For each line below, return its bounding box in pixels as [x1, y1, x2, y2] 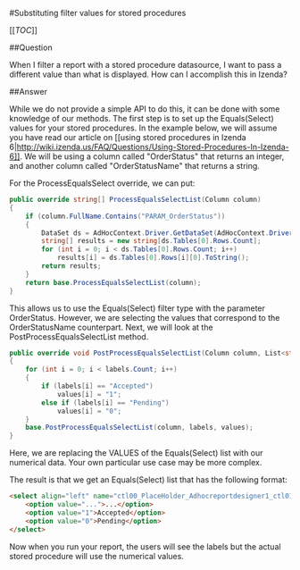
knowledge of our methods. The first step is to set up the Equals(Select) [9, 113, 274, 123]
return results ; [41, 262, 102, 271]
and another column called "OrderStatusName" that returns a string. [9, 161, 261, 171]
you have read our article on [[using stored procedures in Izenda [9, 132, 247, 142]
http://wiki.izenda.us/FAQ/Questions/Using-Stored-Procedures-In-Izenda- [16, 142, 289, 152]
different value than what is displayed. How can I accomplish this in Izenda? [9, 69, 287, 80]
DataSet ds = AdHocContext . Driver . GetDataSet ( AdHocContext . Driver [41, 228, 294, 238]
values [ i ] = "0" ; [56, 407, 122, 415]
